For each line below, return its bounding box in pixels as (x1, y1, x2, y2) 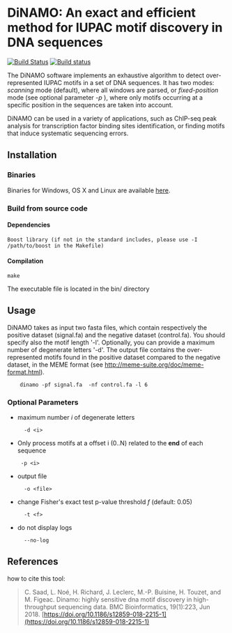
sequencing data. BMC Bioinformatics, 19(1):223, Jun (58, 602, 210, 611)
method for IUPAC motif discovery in (7, 20, 223, 36)
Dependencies (7, 221, 51, 229)
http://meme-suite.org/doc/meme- (104, 360, 204, 369)
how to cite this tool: (7, 574, 65, 583)
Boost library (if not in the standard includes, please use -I (7, 236, 198, 243)
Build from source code (7, 204, 88, 213)
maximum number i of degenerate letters (17, 413, 135, 422)
